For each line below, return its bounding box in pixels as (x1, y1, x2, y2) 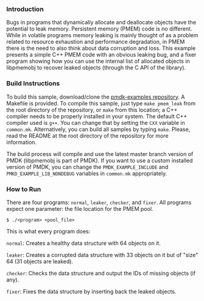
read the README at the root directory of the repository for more (6, 132, 169, 139)
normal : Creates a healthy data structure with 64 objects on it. (6, 239, 161, 247)
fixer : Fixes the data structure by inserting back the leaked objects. (6, 288, 177, 295)
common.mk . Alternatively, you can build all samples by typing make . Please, (6, 126, 191, 133)
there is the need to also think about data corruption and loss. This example (6, 44, 196, 52)
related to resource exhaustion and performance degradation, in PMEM (6, 38, 185, 46)
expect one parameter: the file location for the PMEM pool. (6, 205, 153, 212)
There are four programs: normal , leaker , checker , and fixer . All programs (6, 199, 192, 206)
